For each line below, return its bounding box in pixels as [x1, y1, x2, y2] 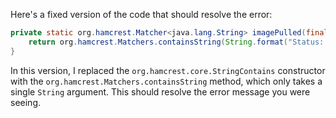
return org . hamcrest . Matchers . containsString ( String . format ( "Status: [28, 37, 325, 47]
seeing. [10, 96, 41, 108]
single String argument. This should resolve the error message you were [10, 85, 311, 98]
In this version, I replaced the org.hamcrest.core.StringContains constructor [10, 64, 326, 76]
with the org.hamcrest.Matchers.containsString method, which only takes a [10, 75, 323, 87]
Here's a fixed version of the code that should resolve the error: [10, 9, 273, 20]
